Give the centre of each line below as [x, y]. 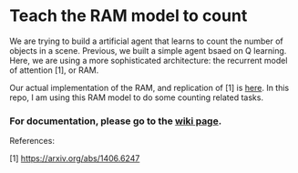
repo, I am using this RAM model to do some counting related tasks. [137, 97]
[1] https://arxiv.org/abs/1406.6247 [75, 158]
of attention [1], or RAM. [54, 70]
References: [32, 141]
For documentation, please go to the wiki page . [116, 121]
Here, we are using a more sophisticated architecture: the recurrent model [149, 60]
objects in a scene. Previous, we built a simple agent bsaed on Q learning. [148, 50]
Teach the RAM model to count [128, 16]
